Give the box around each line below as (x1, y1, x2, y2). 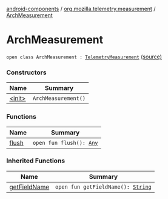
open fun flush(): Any (32, 139, 98, 146)
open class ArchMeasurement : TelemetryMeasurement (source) (6, 53, 163, 60)
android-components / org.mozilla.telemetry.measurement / (6, 5, 156, 12)
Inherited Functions (6, 156, 66, 165)
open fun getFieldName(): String (55, 183, 152, 190)
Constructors (6, 68, 47, 77)
